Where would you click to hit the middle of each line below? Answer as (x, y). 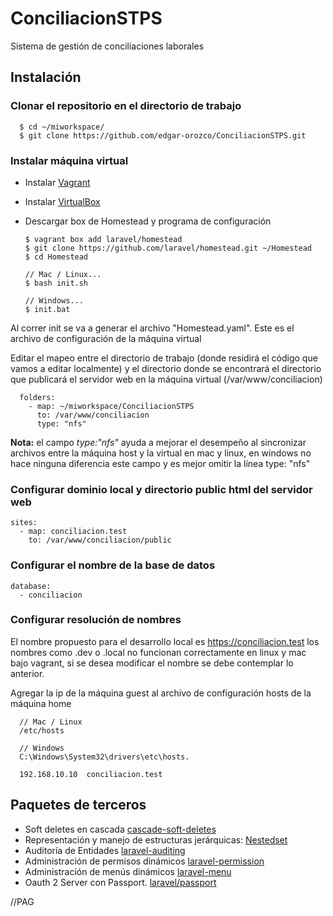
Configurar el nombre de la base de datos (113, 565)
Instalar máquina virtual (69, 160)
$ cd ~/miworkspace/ (62, 127)
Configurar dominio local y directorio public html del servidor (161, 489)
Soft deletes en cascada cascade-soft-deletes (120, 829)
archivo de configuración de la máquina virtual (106, 338)
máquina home (41, 703)
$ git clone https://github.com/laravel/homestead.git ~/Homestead (168, 248)
